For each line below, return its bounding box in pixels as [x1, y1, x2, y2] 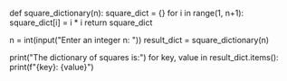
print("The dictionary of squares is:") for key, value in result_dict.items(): [9, 52, 279, 62]
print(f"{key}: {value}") [9, 62, 94, 72]
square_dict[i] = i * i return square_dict [9, 17, 153, 28]
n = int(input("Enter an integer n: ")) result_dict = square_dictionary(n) [9, 35, 270, 45]
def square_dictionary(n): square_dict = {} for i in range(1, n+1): [9, 8, 244, 18]
